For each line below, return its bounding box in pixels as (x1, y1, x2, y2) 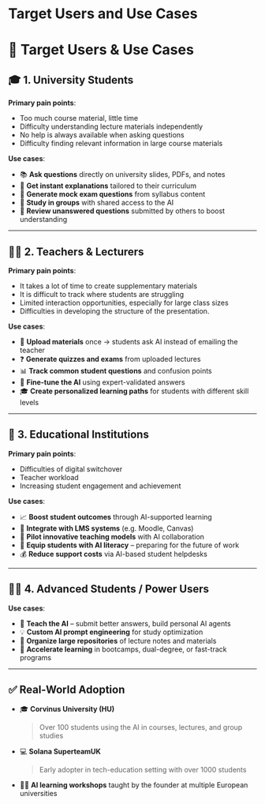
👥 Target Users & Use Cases (8, 41, 195, 59)
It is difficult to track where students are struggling (19, 290, 185, 299)
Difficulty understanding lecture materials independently (19, 122, 203, 131)
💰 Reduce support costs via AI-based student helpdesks (19, 549, 207, 558)
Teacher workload (19, 472, 79, 482)
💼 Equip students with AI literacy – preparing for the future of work (19, 540, 240, 550)
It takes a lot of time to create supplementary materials (19, 281, 198, 291)
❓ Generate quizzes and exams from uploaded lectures (19, 355, 201, 363)
